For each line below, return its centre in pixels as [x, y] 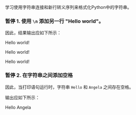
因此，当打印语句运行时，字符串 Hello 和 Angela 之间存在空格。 [69, 87]
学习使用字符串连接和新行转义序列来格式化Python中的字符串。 [68, 7]
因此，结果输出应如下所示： [33, 33]
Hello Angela [18, 107]
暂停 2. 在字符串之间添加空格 [39, 75]
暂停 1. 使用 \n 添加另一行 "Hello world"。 [54, 21]
